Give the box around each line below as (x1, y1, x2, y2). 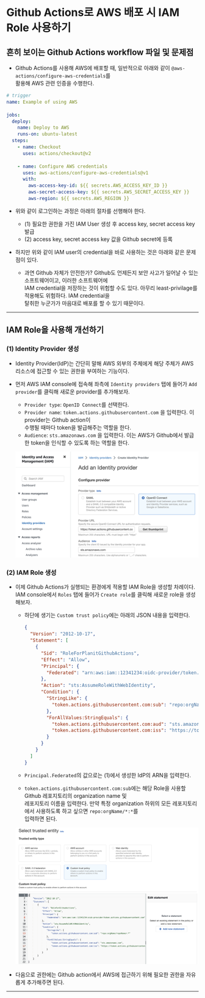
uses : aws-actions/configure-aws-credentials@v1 (22, 170, 149, 176)
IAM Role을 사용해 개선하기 (6, 325, 104, 336)
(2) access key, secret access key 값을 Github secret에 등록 (24, 235, 173, 243)
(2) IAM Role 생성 (6, 569, 57, 577)
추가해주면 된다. (26, 978, 65, 986)
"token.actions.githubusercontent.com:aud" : (51, 721, 167, 727)
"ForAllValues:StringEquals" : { (46, 714, 129, 720)
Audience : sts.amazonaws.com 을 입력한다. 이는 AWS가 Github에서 (24, 431, 183, 439)
